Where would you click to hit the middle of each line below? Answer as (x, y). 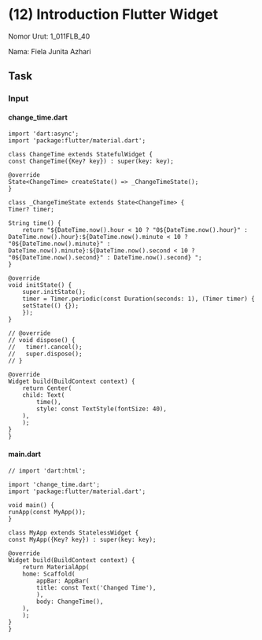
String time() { (35, 223)
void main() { (31, 505)
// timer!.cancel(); (45, 348)
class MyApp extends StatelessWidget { (74, 532)
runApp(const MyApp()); (47, 512)
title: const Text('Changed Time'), (96, 587)
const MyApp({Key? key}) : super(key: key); (82, 539)
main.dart (25, 454)
